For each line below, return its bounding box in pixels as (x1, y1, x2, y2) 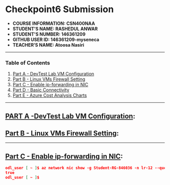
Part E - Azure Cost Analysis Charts (12, 92, 87, 98)
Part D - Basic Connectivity (12, 87, 70, 93)
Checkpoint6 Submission (5, 4, 114, 15)
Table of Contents (5, 59, 51, 66)
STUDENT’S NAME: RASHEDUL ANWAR (12, 25, 98, 31)
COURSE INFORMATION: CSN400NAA (12, 20, 95, 26)
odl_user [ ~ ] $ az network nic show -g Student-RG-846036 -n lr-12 (5, 166, 153, 171)
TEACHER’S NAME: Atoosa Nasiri (12, 42, 84, 48)
